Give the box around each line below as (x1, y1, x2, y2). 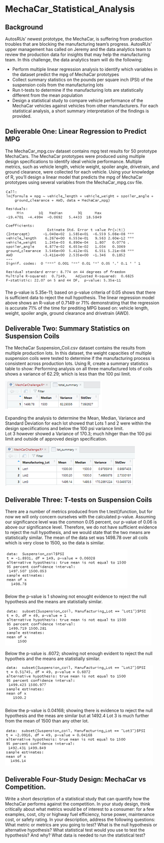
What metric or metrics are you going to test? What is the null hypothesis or (5, 822, 158, 828)
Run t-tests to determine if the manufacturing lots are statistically (12, 87, 143, 93)
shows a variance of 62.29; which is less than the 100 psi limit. (5, 371, 131, 377)
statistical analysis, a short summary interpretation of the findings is (12, 108, 149, 114)
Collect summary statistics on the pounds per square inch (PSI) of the (12, 77, 153, 82)
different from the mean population (12, 92, 83, 98)
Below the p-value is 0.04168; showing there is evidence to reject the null (5, 708, 153, 714)
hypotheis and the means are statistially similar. (5, 656, 101, 662)
